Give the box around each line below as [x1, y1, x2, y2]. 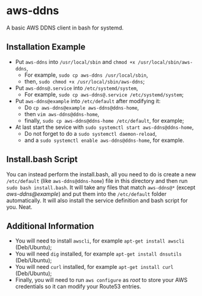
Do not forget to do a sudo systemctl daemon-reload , [24, 130, 157, 137]
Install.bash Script [6, 154, 78, 165]
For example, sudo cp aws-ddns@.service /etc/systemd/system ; [24, 90, 184, 98]
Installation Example [6, 42, 86, 52]
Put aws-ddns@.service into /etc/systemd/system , [15, 84, 138, 92]
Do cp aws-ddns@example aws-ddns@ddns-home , [24, 104, 140, 111]
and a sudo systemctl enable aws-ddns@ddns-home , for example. [24, 136, 185, 144]
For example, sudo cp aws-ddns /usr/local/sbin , [24, 71, 148, 79]
